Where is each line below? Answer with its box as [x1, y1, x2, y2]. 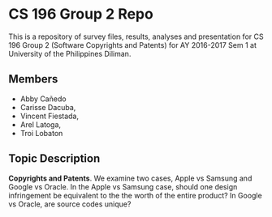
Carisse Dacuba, [19, 102, 76, 112]
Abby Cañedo [19, 94, 67, 104]
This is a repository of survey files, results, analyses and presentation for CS [8, 32, 264, 41]
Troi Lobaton [19, 128, 63, 138]
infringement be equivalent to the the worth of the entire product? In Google [8, 190, 262, 200]
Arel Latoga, [19, 119, 62, 130]
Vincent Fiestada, [19, 111, 80, 121]
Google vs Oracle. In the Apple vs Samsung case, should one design [8, 181, 238, 191]
